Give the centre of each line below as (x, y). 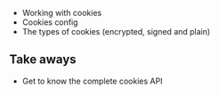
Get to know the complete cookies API (92, 81)
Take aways (43, 60)
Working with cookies (62, 13)
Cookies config (50, 22)
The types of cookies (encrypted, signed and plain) (116, 32)
